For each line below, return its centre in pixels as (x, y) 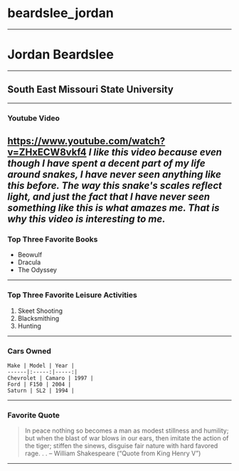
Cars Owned (30, 351)
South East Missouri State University (91, 89)
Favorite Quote (34, 415)
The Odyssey (37, 270)
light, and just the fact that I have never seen (109, 197)
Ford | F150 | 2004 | (39, 384)
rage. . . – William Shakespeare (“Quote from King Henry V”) (113, 453)
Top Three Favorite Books (53, 239)
